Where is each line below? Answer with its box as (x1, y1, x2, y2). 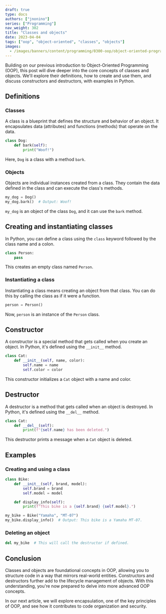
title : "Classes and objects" (5, 30, 68, 35)
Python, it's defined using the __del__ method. (5, 409, 100, 415)
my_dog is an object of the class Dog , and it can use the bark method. (5, 208, 143, 214)
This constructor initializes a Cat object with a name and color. (5, 376, 132, 382)
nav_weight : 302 (5, 26, 39, 31)
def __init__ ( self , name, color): (14, 358, 85, 363)
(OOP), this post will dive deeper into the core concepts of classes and (5, 67, 149, 73)
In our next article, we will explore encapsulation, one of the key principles (5, 598, 157, 604)
